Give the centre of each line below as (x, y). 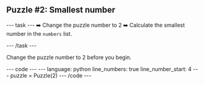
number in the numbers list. (39, 33)
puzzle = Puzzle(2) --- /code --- (51, 75)
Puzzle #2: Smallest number (61, 10)
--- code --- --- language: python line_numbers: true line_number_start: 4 (99, 69)
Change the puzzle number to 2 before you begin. (69, 57)
